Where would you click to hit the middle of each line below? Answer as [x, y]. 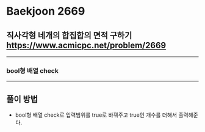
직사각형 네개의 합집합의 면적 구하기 [69, 35]
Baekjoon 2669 [46, 11]
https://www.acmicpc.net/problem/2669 [86, 45]
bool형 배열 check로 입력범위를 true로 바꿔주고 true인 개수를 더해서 [96, 115]
